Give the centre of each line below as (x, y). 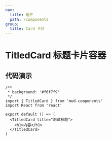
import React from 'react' (34, 105)
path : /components (29, 19)
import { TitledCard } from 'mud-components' (54, 101)
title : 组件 (22, 15)
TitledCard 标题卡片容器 (56, 56)
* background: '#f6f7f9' (33, 92)
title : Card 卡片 (27, 29)
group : (12, 24)
